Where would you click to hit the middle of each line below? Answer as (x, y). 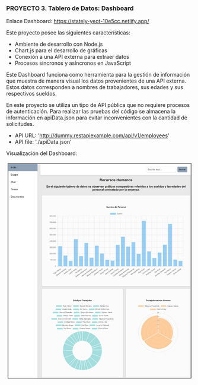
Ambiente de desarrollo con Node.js (59, 44)
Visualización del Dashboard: (42, 153)
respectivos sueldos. (32, 94)
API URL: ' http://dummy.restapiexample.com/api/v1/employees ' (92, 135)
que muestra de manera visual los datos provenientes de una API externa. (96, 81)
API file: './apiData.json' (43, 142)
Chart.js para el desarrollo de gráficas (61, 51)
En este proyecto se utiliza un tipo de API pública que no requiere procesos (98, 105)
